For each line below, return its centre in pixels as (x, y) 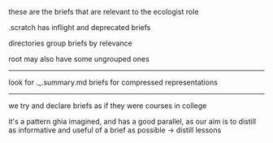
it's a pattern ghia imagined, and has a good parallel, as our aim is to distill (132, 121)
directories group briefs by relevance (70, 43)
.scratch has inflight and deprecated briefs (80, 27)
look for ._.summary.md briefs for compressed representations (113, 82)
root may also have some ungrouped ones (79, 59)
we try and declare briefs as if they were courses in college (108, 106)
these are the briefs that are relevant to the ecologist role (104, 12)
